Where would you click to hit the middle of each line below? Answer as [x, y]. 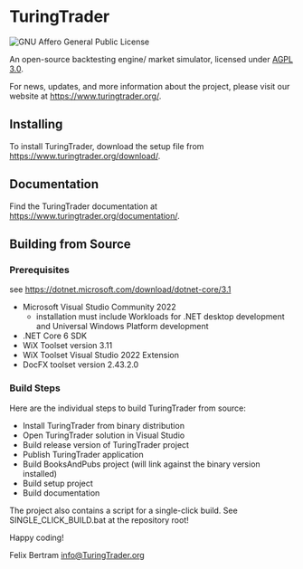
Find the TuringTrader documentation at [84, 206]
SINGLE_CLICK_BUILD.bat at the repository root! [99, 520]
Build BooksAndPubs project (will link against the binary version [141, 464]
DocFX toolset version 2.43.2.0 [80, 365]
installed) [39, 473]
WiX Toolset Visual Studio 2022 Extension [100, 356]
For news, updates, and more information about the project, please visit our [150, 86]
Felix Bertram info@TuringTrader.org [77, 555]
